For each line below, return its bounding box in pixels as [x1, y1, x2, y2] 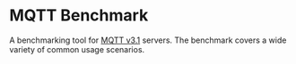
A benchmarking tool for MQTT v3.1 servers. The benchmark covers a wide [9, 35, 287, 45]
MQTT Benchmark [9, 5, 149, 26]
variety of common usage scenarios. [9, 44, 145, 54]
